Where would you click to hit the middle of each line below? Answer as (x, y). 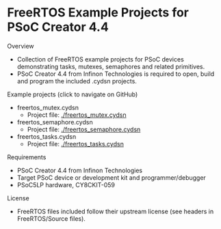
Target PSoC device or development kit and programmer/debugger (112, 177)
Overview (21, 46)
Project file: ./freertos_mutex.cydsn (77, 115)
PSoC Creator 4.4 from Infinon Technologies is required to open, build (116, 74)
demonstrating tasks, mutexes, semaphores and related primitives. (111, 66)
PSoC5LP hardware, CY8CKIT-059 (66, 185)
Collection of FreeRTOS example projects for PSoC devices (101, 59)
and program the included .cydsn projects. (77, 81)
